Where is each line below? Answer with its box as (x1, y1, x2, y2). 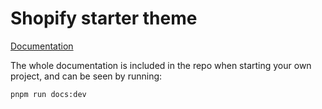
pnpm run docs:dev (10, 89, 87, 99)
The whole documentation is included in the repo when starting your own (10, 59, 312, 71)
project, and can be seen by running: (10, 70, 163, 82)
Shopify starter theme (10, 7, 198, 30)
